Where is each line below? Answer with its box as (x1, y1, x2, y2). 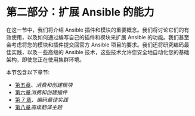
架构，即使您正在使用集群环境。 (6, 56, 85, 63)
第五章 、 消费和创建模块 (14, 81, 73, 88)
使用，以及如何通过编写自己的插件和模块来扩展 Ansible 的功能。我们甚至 (11, 33, 190, 40)
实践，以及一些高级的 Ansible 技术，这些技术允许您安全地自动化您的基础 (11, 48, 190, 55)
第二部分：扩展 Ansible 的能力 (6, 5, 154, 19)
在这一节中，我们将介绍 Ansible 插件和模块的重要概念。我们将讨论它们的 (6, 26, 184, 33)
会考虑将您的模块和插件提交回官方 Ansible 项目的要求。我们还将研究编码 (6, 41, 184, 48)
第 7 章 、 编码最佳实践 (14, 96, 69, 103)
